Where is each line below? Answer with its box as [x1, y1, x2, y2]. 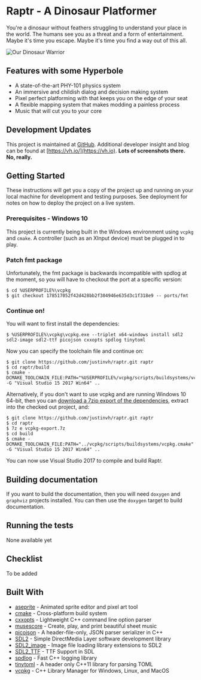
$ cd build [6, 431, 33, 437]
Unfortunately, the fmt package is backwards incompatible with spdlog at [6, 269, 187, 277]
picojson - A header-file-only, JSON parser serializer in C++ [14, 628, 163, 636]
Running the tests [6, 520, 74, 531]
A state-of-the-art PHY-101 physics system [14, 82, 121, 89]
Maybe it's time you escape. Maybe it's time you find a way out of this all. [6, 37, 187, 44]
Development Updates [6, 125, 92, 135]
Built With [6, 587, 44, 598]
